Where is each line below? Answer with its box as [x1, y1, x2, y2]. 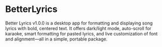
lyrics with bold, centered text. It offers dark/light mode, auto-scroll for [5, 25, 152, 31]
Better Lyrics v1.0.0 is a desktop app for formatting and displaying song [5, 20, 153, 26]
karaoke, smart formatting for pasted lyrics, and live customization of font [5, 30, 158, 36]
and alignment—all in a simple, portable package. [5, 36, 108, 42]
